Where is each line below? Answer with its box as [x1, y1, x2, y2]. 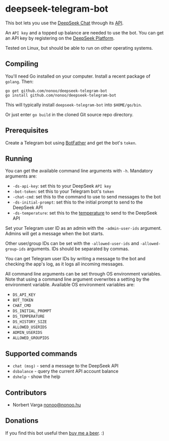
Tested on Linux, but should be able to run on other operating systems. [5, 45, 153, 51]
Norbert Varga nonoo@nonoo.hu [12, 402, 81, 408]
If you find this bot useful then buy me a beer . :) [5, 430, 105, 436]
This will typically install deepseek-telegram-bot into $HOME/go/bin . [5, 101, 142, 108]
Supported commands [5, 349, 77, 358]
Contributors [5, 388, 47, 397]
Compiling [5, 59, 39, 69]
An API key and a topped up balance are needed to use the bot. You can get [5, 29, 164, 36]
